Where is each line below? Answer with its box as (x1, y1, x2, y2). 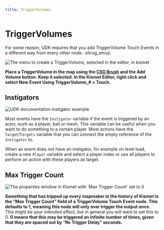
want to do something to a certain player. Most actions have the (5, 126, 134, 132)
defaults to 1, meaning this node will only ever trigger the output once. (5, 204, 151, 210)
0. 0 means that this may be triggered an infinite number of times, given (5, 214, 154, 220)
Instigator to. (5, 137, 34, 143)
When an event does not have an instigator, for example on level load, (5, 146, 146, 152)
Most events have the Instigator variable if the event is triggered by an (5, 116, 149, 122)
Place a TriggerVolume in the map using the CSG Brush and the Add (5, 69, 145, 75)
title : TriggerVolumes (5, 7, 51, 12)
